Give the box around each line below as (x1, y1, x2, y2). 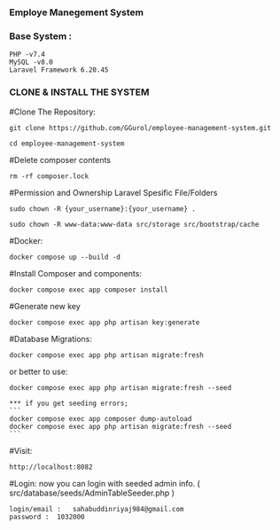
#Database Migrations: (9, 333, 93, 344)
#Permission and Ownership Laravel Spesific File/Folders (9, 187, 218, 198)
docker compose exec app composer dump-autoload (9, 414, 192, 423)
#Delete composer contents (9, 154, 111, 165)
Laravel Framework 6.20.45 (9, 66, 109, 74)
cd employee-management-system (9, 139, 125, 148)
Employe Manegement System (9, 6, 144, 19)
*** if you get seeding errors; (9, 399, 128, 408)
